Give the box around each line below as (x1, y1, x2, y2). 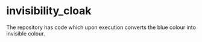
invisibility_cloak (6, 4, 92, 18)
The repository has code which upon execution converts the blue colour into (6, 24, 196, 31)
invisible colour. (6, 30, 45, 37)
